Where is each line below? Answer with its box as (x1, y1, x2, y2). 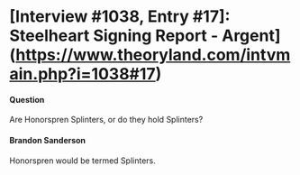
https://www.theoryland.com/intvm (15, 45, 291, 65)
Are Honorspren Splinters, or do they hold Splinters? (9, 115, 204, 125)
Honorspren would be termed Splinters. (9, 155, 156, 166)
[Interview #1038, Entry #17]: (9, 6, 231, 27)
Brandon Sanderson (9, 134, 86, 145)
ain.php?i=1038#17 (9, 64, 156, 85)
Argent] (222, 25, 281, 46)
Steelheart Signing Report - (9, 25, 219, 46)
